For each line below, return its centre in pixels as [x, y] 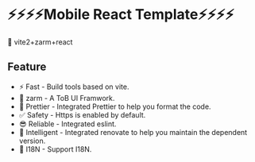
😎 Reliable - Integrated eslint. [68, 124]
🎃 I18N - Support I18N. [55, 149]
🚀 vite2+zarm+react [40, 42]
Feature [27, 67]
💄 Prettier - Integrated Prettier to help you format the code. [115, 106]
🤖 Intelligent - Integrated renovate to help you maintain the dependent [133, 132]
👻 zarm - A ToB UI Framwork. [67, 98]
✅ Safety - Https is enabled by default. [82, 114]
